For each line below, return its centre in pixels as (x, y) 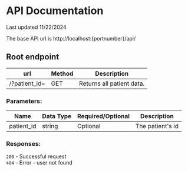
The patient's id (157, 126)
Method (62, 73)
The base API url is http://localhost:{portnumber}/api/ (71, 38)
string (50, 126)
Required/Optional (103, 116)
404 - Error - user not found (39, 163)
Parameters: (24, 101)
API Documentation (55, 11)
